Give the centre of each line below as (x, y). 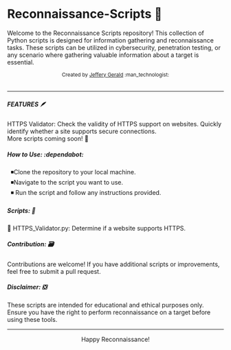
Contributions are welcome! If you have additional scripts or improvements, (113, 264)
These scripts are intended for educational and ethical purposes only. (106, 305)
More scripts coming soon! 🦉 (48, 138)
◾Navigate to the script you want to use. (67, 182)
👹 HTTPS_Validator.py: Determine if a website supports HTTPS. (97, 228)
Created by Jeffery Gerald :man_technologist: (115, 75)
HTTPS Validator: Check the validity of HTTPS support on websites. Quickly (114, 124)
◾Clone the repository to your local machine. (73, 172)
